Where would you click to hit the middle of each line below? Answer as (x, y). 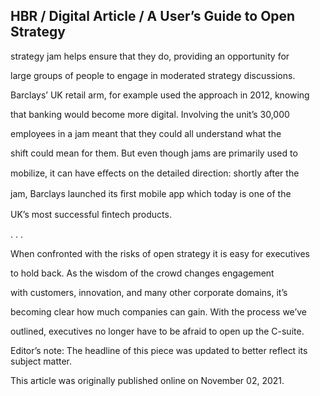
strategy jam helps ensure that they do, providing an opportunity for (150, 56)
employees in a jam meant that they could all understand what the (146, 133)
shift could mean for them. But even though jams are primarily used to (154, 153)
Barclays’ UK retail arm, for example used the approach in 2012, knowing (160, 95)
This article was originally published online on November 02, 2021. (147, 380)
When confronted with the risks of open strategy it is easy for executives (160, 253)
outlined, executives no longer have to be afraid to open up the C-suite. (157, 331)
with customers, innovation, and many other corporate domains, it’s (149, 292)
